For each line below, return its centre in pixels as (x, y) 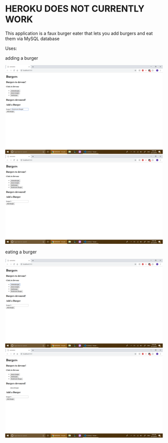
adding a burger (22, 58)
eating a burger (21, 252)
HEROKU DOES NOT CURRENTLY (75, 9)
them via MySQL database (32, 39)
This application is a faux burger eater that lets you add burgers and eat (79, 33)
